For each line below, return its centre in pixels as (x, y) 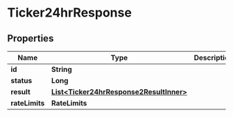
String (62, 69)
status (21, 81)
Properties (31, 38)
